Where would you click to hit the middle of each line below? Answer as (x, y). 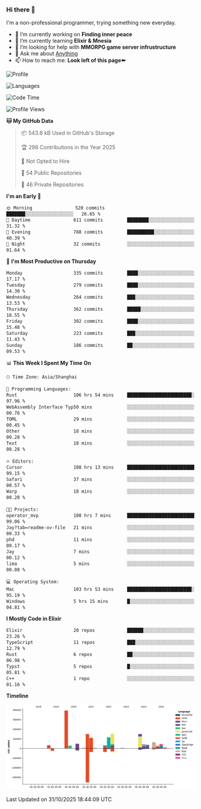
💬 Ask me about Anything (46, 54)
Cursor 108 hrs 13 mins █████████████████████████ (100, 467)
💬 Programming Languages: (38, 389)
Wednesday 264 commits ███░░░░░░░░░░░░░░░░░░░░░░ (100, 298)
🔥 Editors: (20, 461)
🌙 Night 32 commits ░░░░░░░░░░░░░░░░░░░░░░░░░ (100, 244)
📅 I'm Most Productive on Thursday (51, 261)
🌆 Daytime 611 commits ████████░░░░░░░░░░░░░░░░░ (100, 220)
